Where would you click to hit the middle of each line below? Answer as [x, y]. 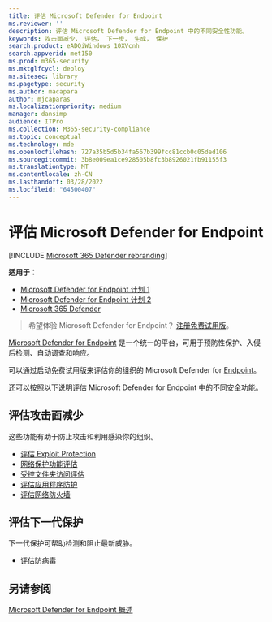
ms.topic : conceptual [45, 136]
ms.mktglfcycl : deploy [47, 69]
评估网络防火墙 [45, 494]
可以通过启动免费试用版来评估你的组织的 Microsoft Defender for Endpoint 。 [135, 369]
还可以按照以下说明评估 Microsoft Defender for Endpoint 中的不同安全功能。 [136, 387]
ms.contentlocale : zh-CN [50, 175]
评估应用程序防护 [49, 484]
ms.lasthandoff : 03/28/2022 [56, 182]
